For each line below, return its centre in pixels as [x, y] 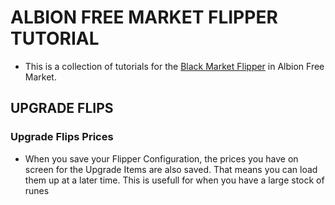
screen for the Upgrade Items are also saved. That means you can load [171, 169]
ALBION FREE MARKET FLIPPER [144, 17]
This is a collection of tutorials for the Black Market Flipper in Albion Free [174, 66]
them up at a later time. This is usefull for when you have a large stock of [174, 180]
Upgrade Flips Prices [62, 137]
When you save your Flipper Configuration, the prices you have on [161, 158]
